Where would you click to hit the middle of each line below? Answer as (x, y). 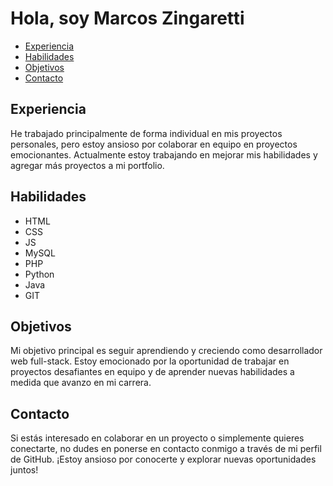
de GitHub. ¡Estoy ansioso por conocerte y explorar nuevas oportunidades (163, 459)
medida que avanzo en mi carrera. (81, 383)
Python (39, 274)
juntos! (24, 470)
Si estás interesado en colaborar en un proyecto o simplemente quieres (157, 438)
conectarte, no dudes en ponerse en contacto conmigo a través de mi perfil (166, 449)
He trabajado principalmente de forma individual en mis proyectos (146, 133)
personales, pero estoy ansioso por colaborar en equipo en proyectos (154, 144)
